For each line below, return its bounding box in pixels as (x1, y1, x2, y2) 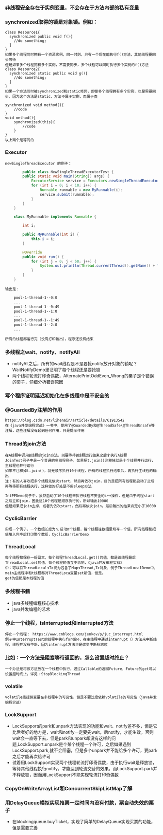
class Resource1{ (5, 30, 40, 35)
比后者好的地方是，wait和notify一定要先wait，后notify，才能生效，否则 (12, 729, 154, 735)
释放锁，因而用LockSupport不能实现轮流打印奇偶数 (16, 772, 119, 778)
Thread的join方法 (5, 441, 47, 447)
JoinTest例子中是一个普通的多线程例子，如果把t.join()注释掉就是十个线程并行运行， (5, 458, 156, 463)
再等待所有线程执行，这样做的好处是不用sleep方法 (5, 483, 92, 489)
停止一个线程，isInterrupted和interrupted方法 (5, 619, 114, 626)
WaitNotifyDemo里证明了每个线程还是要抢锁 (12, 367, 100, 373)
